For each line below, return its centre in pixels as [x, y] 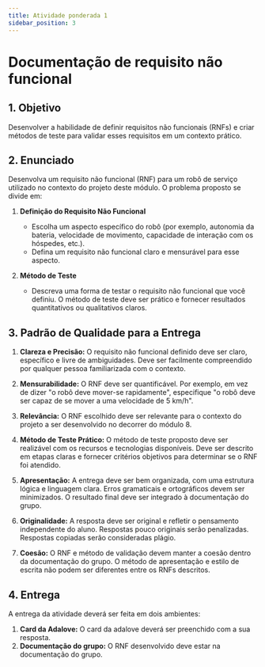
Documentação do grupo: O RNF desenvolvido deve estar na [120, 646]
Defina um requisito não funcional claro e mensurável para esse [135, 252]
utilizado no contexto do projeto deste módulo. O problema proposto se [125, 188]
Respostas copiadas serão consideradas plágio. [98, 538]
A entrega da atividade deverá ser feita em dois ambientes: [104, 613]
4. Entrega [34, 595]
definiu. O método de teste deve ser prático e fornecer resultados [138, 299]
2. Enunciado [41, 160]
